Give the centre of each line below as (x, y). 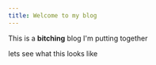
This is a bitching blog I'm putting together (78, 38)
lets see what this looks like (53, 53)
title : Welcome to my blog (53, 15)
